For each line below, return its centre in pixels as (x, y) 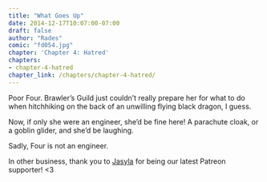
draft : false (30, 30)
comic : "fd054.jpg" (41, 45)
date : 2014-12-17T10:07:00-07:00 (64, 23)
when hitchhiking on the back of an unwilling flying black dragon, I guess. (130, 106)
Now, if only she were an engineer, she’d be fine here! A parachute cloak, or (133, 121)
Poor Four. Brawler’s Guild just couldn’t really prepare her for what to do (127, 97)
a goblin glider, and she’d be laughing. (71, 130)
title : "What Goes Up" (46, 16)
